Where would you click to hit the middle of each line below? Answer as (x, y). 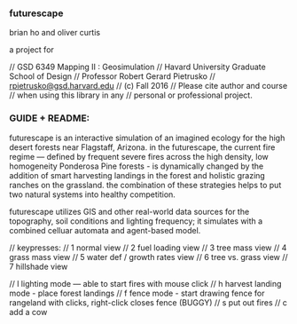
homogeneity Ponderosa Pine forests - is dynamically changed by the (137, 166)
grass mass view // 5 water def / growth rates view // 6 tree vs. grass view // (148, 257)
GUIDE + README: (50, 118)
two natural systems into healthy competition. (92, 194)
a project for (32, 50)
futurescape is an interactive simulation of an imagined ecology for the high (147, 138)
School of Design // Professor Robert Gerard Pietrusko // (112, 76)
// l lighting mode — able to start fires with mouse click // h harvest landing (145, 283)
